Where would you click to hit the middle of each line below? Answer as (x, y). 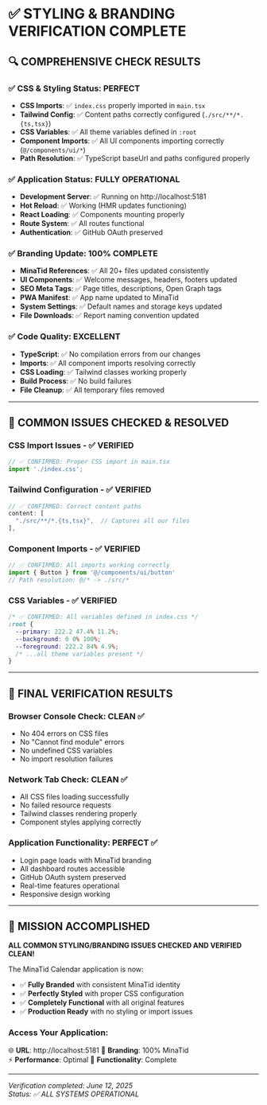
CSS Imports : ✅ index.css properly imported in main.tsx (112, 105)
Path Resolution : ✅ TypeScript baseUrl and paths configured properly (135, 158)
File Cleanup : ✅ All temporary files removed (92, 390)
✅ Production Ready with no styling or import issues (106, 1012)
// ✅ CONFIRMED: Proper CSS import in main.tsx (89, 462)
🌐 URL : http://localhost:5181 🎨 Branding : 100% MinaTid (99, 1050)
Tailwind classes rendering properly (78, 814)
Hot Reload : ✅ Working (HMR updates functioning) (103, 206)
